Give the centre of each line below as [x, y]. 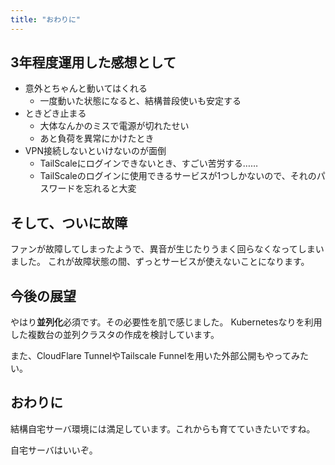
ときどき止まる [55, 113]
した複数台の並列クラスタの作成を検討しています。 [115, 335]
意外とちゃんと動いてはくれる [86, 88]
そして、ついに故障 [69, 222]
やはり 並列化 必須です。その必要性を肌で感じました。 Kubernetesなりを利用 [166, 322]
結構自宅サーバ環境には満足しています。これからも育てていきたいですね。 [163, 428]
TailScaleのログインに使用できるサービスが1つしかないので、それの [178, 176]
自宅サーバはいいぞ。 [54, 450]
